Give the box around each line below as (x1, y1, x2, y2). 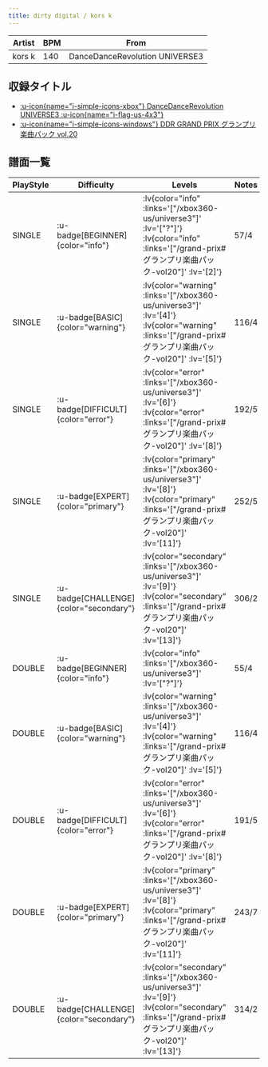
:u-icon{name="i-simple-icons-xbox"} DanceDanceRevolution (19, 102, 224, 111)
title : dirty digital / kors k (8, 11, 112, 20)
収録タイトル (8, 80, 72, 94)
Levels (171, 179, 198, 190)
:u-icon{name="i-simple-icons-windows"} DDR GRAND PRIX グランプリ (19, 119, 257, 129)
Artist (12, 37, 35, 48)
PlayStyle (12, 179, 49, 190)
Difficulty (77, 179, 114, 190)
